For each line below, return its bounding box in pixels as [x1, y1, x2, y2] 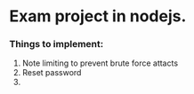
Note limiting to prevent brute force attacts [21, 58, 179, 68]
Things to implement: [9, 38, 104, 51]
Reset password [21, 67, 82, 78]
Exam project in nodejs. [9, 6, 187, 27]
